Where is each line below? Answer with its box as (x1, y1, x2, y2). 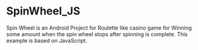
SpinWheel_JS (6, 4, 80, 18)
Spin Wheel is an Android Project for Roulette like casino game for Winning (6, 24, 192, 31)
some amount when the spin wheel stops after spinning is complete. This (6, 30, 188, 37)
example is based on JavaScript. (6, 37, 88, 44)
